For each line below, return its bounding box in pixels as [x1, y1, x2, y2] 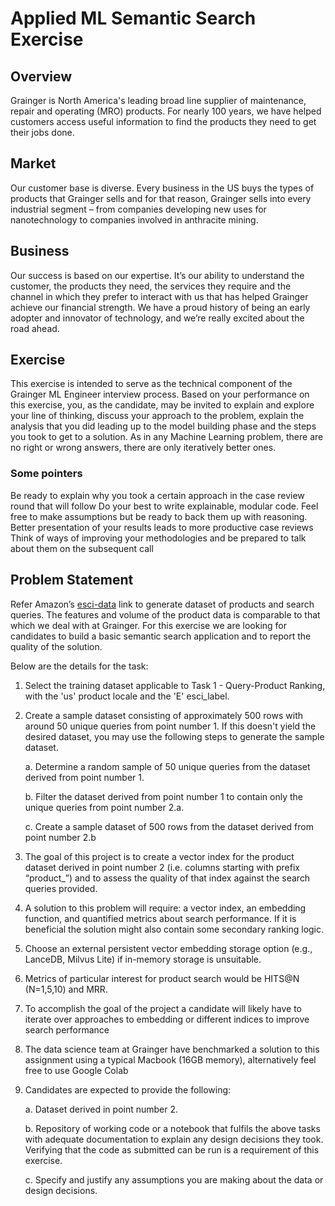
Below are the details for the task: [10, 660, 149, 672]
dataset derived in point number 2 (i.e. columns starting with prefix [24, 861, 300, 873]
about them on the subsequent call [10, 542, 154, 554]
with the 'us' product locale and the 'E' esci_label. [24, 690, 230, 702]
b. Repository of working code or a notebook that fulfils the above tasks [24, 1122, 321, 1134]
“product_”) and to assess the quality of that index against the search [24, 872, 311, 884]
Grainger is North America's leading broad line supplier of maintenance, [10, 95, 307, 106]
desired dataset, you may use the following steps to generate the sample [24, 730, 325, 742]
